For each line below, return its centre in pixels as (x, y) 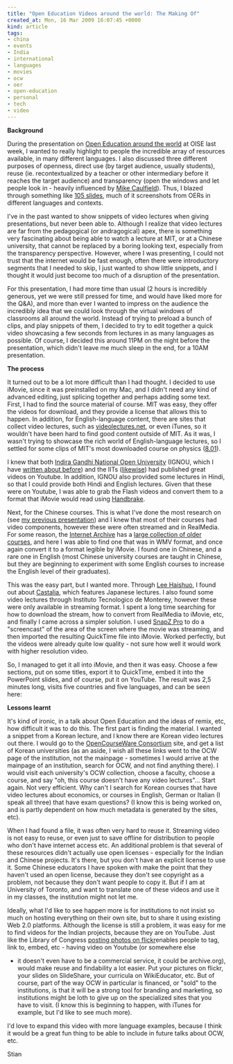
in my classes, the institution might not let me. (73, 897)
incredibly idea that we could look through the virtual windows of (100, 310)
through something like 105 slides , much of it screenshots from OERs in (109, 195)
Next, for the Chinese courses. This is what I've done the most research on (114, 512)
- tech (17, 104)
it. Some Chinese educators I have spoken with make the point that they (110, 867)
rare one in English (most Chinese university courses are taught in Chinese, (115, 556)
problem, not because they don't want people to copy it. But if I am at (106, 882)
